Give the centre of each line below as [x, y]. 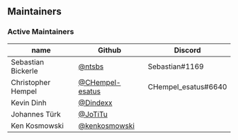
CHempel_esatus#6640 [187, 86]
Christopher [31, 82]
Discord [187, 50]
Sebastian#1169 [176, 66]
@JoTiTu [93, 114]
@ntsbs [91, 66]
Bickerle [24, 71]
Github [110, 50]
